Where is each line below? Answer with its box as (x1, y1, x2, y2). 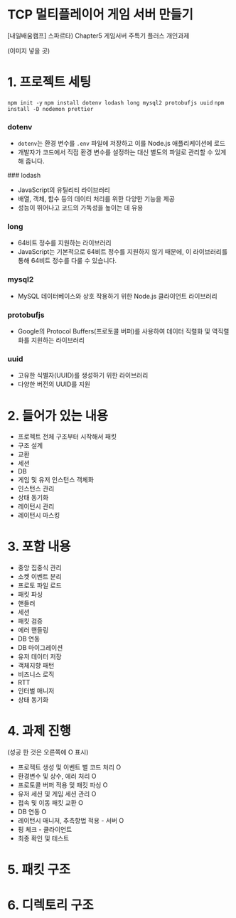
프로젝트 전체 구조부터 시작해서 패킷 (17, 432, 117, 441)
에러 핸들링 (17, 626, 49, 634)
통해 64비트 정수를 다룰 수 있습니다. (17, 257, 117, 265)
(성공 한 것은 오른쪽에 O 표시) (7, 748, 89, 757)
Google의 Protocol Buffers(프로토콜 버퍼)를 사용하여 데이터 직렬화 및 (17, 327, 211, 336)
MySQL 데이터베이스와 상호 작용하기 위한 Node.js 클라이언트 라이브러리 (17, 292, 218, 300)
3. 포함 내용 (7, 538, 71, 555)
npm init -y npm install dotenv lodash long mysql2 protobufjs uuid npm (7, 99, 225, 107)
